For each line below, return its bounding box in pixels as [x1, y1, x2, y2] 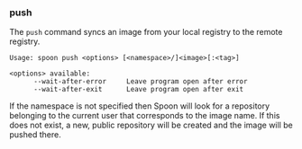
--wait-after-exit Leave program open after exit [32, 85, 244, 94]
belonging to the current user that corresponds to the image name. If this [9, 110, 280, 121]
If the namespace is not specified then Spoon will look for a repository [9, 101, 270, 111]
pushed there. [9, 129, 61, 140]
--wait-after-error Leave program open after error [32, 77, 248, 86]
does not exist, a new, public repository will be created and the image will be [9, 119, 293, 131]
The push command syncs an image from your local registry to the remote [9, 27, 283, 38]
